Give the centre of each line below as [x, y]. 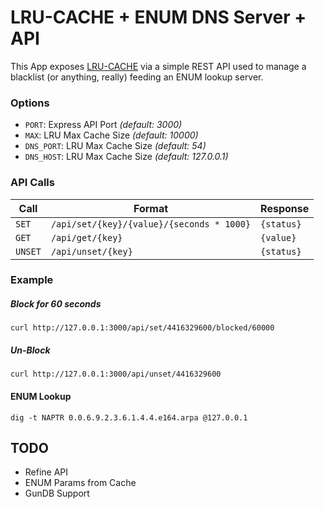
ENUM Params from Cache [80, 483]
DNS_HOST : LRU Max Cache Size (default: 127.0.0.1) [126, 157]
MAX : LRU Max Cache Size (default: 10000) [111, 135]
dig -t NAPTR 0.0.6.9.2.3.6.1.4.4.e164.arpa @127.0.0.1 [129, 417]
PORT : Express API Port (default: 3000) [103, 125]
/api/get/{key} [86, 237]
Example [32, 280]
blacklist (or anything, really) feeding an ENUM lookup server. [137, 77]
